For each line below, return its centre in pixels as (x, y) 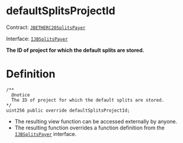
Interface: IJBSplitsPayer (37, 38)
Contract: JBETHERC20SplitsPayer (46, 27)
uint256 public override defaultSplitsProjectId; (68, 110)
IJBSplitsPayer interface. (45, 134)
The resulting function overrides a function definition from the (89, 128)
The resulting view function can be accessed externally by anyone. (96, 121)
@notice (21, 95)
